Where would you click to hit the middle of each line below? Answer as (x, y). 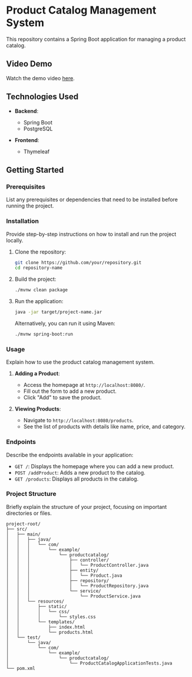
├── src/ (17, 529)
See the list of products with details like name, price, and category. (104, 427)
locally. (15, 240)
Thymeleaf (37, 152)
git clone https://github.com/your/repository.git (78, 262)
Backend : (27, 111)
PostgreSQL (38, 129)
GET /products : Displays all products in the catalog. (77, 479)
